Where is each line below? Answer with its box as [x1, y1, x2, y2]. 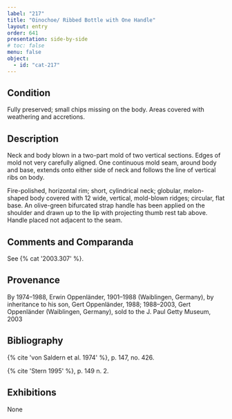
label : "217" [7, 10, 45, 17]
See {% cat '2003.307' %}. [7, 254, 84, 263]
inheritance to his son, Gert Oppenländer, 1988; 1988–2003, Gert [7, 300, 191, 308]
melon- [183, 187, 204, 195]
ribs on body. [7, 174, 45, 182]
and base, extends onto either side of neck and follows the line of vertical [7, 166, 216, 174]
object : [7, 55, 30, 62]
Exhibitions [7, 387, 57, 398]
